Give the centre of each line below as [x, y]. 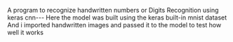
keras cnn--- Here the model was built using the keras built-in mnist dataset [117, 17]
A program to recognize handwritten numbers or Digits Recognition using [113, 10]
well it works [26, 32]
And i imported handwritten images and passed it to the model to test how [114, 25]
